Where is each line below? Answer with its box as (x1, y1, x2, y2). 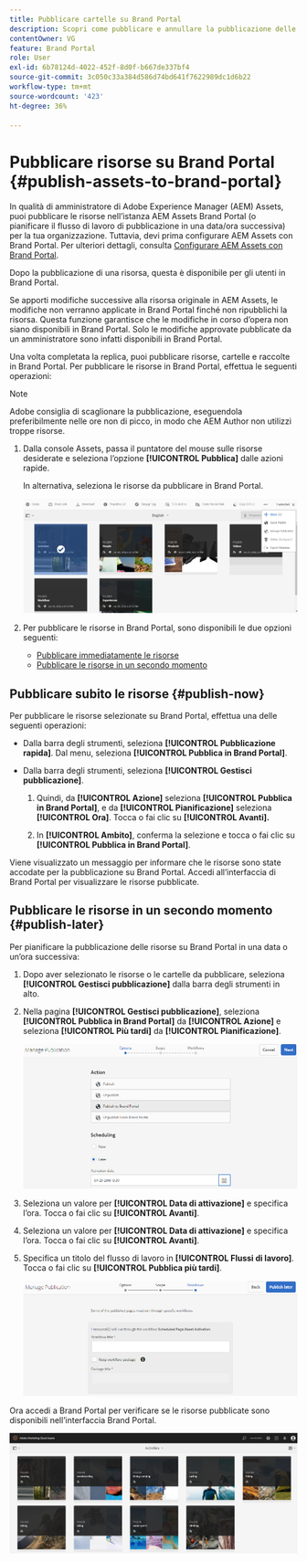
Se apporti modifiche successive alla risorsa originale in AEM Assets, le (9, 295, 279, 306)
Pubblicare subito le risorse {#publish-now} (9, 686, 265, 702)
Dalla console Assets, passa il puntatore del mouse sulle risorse (22, 443, 263, 454)
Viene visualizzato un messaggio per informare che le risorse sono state (9, 857, 281, 868)
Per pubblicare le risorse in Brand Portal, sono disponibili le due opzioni (22, 622, 292, 634)
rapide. (22, 462, 50, 474)
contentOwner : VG (9, 34, 76, 43)
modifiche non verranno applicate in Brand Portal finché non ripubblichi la (9, 304, 288, 315)
